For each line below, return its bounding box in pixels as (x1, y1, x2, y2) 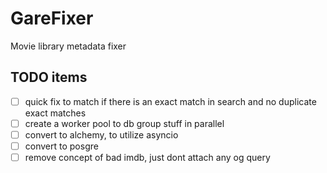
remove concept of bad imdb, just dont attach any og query (24, 152, 271, 163)
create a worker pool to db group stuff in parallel (24, 117, 225, 129)
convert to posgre (24, 140, 99, 152)
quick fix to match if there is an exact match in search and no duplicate (24, 95, 317, 107)
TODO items (10, 69, 88, 86)
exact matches (24, 107, 87, 119)
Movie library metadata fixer (10, 40, 127, 52)
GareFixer (10, 7, 94, 30)
